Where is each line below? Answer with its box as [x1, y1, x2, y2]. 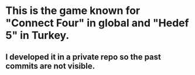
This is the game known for [5, 4, 141, 17]
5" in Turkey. [5, 29, 70, 42]
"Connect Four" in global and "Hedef [5, 16, 189, 30]
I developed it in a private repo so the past [5, 52, 162, 62]
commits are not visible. [5, 61, 95, 71]
